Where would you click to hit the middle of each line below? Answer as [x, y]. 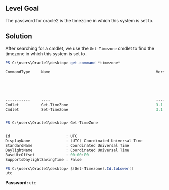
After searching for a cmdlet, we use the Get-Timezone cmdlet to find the [80, 48]
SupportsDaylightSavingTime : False [44, 160]
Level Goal [22, 8]
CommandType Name [28, 72]
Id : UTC [41, 136]
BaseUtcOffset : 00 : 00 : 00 [47, 155]
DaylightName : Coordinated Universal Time [67, 150]
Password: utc [21, 183]
